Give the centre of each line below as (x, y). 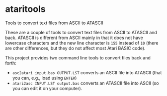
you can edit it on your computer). (47, 88)
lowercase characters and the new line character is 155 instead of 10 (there (82, 43)
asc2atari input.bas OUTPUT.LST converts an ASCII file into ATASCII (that (87, 72)
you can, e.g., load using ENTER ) (44, 78)
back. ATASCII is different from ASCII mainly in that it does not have (74, 38)
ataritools (25, 9)
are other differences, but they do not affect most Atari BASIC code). (75, 48)
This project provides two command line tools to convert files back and (78, 57)
